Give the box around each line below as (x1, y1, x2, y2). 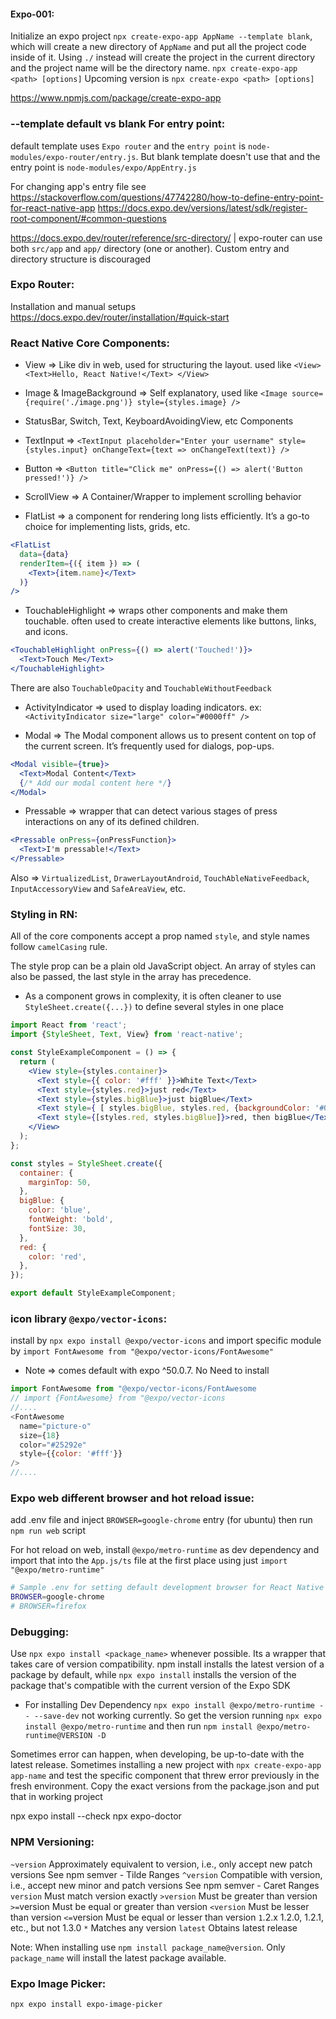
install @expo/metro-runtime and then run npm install (24, 1720, 253, 1732)
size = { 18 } (19, 1430, 60, 1440)
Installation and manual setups (10, 300, 137, 312)
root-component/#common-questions (10, 212, 167, 224)
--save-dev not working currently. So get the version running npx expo (34, 1710, 322, 1722)
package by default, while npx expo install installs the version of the (10, 1669, 297, 1681)
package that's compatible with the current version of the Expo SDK (10, 1680, 291, 1692)
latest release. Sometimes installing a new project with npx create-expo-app (10, 1759, 322, 1771)
